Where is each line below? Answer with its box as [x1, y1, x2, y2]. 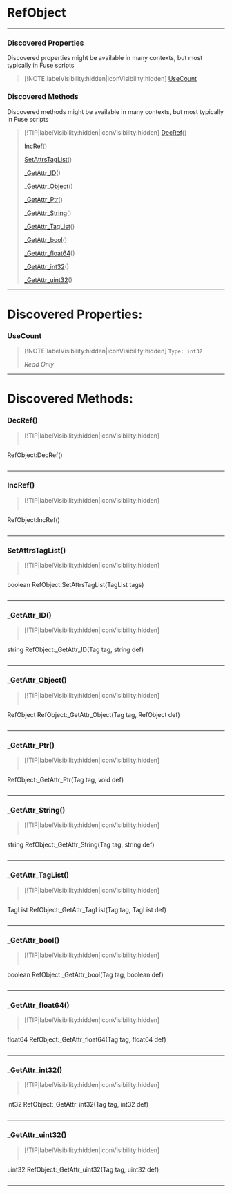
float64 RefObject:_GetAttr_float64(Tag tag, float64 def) [7, 1035, 167, 1044]
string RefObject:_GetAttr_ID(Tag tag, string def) [7, 645, 144, 654]
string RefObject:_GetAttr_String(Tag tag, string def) [7, 840, 155, 849]
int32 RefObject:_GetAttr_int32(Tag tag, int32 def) [7, 1100, 149, 1109]
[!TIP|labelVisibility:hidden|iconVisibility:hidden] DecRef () [23, 128, 187, 136]
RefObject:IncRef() [7, 515, 60, 524]
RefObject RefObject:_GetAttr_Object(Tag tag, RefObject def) [7, 710, 181, 719]
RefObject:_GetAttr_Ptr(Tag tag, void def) [7, 775, 124, 784]
